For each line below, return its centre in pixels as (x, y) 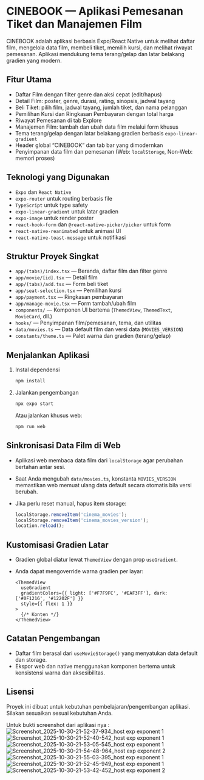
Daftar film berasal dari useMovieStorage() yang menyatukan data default (106, 653)
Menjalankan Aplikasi (48, 355)
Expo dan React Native (43, 192)
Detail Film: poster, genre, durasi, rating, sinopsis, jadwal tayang (95, 101)
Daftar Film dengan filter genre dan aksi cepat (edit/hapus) (88, 94)
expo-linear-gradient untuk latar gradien (67, 211)
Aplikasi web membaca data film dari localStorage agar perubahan (99, 460)
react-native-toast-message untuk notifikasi (70, 237)
